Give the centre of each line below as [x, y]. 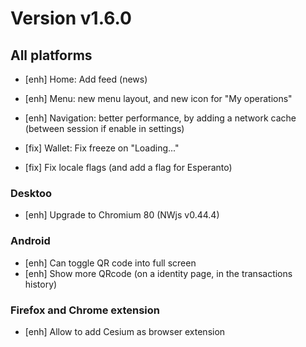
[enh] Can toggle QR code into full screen [110, 263]
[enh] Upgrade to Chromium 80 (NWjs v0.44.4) [122, 215]
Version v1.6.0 [71, 18]
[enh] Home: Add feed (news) [86, 79]
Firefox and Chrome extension [85, 310]
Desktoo [31, 193]
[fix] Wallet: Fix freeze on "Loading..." [102, 148]
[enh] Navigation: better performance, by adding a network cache [160, 118]
